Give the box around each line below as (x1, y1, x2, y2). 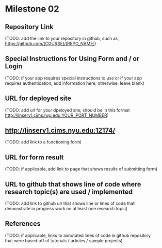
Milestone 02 (5, 3, 60, 15)
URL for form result (5, 153, 64, 161)
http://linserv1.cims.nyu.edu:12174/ (5, 126, 115, 135)
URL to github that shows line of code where (5, 180, 142, 188)
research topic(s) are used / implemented (5, 187, 133, 196)
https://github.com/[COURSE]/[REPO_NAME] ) (5, 41, 96, 46)
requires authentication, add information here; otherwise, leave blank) (5, 80, 145, 86)
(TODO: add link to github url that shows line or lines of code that (5, 201, 135, 206)
